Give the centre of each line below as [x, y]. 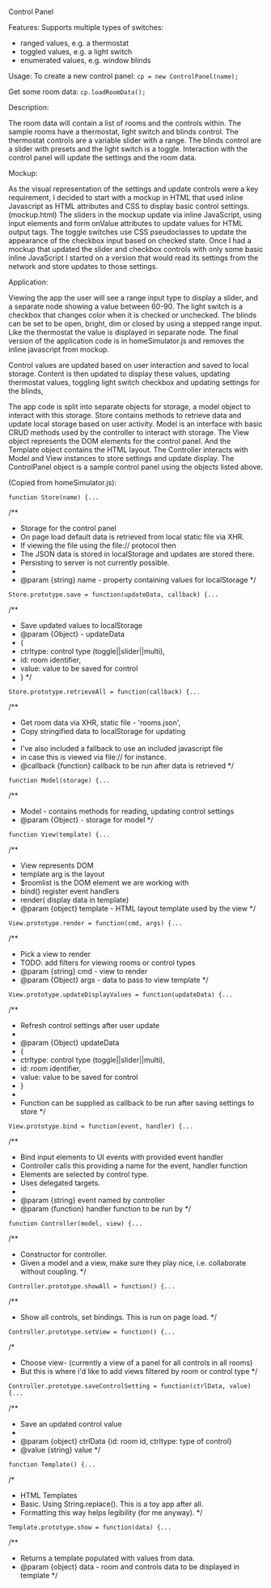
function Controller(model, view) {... [76, 1223]
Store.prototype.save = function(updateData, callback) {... [114, 595]
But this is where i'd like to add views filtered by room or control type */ [139, 1371]
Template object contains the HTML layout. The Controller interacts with [129, 450]
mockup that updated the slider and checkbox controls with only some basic [136, 249]
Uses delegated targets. [60, 1183]
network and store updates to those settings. [83, 266]
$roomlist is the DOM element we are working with [104, 883]
